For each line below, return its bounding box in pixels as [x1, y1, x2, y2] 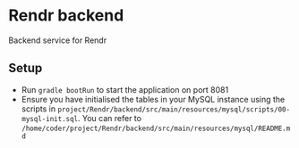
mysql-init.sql [21, 114, 79, 123]
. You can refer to [78, 112, 142, 123]
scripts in [21, 103, 56, 114]
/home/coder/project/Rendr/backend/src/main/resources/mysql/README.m [21, 124, 291, 133]
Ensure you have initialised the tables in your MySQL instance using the [21, 94, 286, 104]
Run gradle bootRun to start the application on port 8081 [21, 84, 229, 95]
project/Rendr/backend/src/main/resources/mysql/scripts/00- [56, 104, 291, 114]
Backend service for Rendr [8, 35, 107, 45]
